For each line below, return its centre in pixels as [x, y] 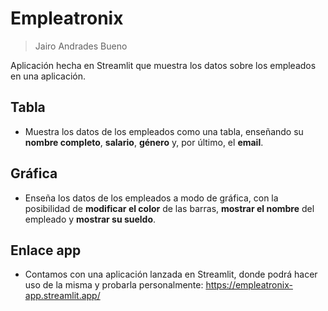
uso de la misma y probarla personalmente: [114, 285]
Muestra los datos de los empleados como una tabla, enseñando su [164, 131]
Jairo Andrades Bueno [81, 46]
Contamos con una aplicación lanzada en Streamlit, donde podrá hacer [171, 274]
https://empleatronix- [249, 285]
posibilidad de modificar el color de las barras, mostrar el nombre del [169, 208]
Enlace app [46, 250]
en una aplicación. [48, 76]
